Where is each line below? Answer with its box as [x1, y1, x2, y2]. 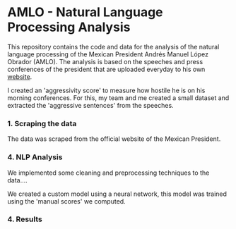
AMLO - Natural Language [7, 4, 164, 20]
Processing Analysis [7, 19, 131, 35]
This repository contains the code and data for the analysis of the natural [7, 42, 220, 51]
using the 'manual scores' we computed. [7, 197, 126, 205]
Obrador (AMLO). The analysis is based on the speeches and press [7, 57, 203, 66]
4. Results [7, 214, 42, 224]
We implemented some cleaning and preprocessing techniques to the [7, 168, 210, 177]
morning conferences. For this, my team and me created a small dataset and [7, 93, 230, 102]
